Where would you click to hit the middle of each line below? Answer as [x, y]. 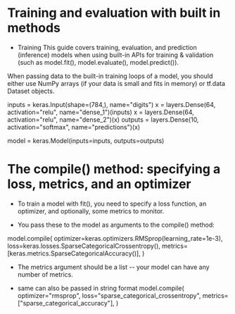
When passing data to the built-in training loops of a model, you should [110, 76]
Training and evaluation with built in [114, 13]
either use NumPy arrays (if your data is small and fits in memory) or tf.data [116, 83]
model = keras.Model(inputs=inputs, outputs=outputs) [86, 140]
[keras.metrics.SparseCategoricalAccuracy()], [74, 253]
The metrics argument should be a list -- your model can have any [113, 267]
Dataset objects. [31, 91]
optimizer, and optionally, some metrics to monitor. [91, 211]
